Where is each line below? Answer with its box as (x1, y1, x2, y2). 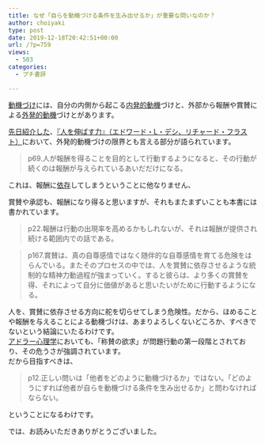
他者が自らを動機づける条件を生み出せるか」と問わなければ (62, 383, 257, 392)
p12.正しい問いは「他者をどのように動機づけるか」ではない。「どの (27, 373, 246, 382)
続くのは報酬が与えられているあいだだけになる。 (27, 163, 187, 172)
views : (8, 48, 30, 56)
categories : (8, 63, 47, 71)
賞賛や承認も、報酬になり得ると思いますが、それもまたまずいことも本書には (8, 197, 257, 206)
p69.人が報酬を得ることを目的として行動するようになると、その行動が (27, 153, 257, 163)
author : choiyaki (8, 19, 66, 27)
